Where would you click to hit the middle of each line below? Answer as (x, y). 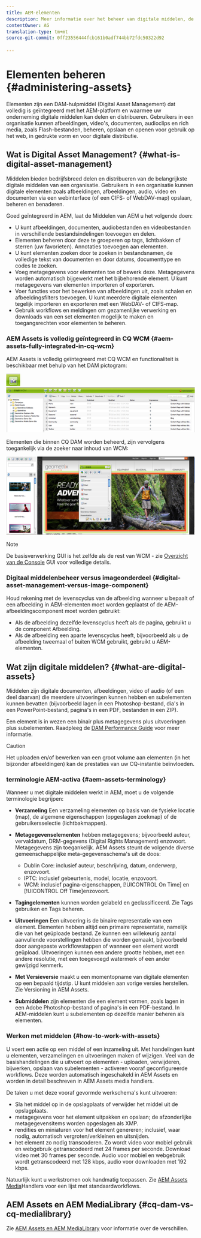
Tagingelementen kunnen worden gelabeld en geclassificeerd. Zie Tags (104, 903)
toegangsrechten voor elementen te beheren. (71, 323)
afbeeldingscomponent (35, 611)
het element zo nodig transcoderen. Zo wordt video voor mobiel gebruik (103, 1142)
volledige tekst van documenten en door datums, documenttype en (98, 259)
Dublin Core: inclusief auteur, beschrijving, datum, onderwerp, (100, 866)
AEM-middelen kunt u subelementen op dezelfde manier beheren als (100, 1014)
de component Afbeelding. (48, 629)
